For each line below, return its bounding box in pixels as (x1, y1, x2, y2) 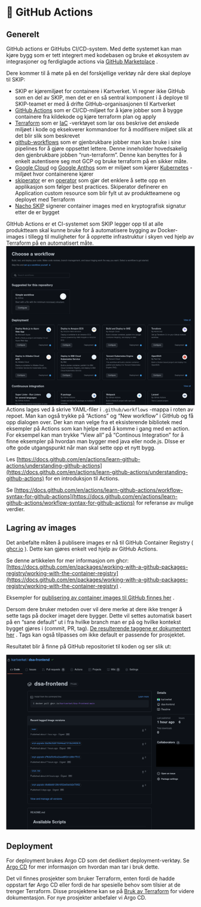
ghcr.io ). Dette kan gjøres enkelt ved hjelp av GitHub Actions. (6, 545, 158, 552)
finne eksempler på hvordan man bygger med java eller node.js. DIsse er (6, 437, 185, 445)
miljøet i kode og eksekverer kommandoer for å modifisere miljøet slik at (14, 126, 193, 133)
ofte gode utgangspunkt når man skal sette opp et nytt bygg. (6, 444, 156, 451)
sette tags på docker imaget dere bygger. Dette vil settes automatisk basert (6, 612, 192, 619)
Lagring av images (6, 523, 77, 533)
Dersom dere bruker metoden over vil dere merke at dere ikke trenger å (6, 605, 182, 612)
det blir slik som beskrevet (14, 132, 80, 139)
